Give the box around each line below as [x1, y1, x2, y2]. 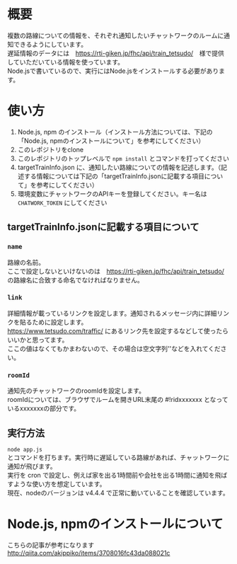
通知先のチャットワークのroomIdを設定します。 [7, 386, 145, 395]
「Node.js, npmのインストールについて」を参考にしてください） [17, 136, 205, 145]
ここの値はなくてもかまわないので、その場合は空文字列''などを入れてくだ [7, 344, 221, 352]
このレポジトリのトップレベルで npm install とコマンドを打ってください [17, 154, 230, 163]
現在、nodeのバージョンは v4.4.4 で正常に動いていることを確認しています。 [7, 488, 229, 497]
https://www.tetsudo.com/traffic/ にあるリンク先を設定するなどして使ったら [7, 326, 229, 335]
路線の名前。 [7, 258, 45, 266]
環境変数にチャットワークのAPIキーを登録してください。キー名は [17, 189, 207, 198]
